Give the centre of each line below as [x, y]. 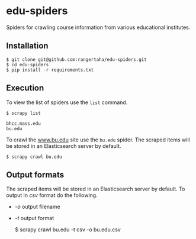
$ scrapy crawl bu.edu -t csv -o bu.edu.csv [68, 230]
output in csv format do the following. [52, 195]
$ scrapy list [24, 113]
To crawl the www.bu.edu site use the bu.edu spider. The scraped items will [98, 140]
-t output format [34, 218]
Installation [27, 46]
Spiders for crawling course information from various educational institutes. [98, 27]
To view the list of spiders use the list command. [67, 102]
